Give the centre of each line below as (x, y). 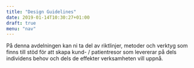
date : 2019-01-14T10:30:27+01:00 (48, 17)
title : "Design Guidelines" (41, 12)
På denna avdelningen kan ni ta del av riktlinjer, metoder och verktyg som (97, 46)
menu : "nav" (21, 29)
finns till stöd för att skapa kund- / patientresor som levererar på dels (92, 52)
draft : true (21, 23)
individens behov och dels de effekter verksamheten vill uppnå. (85, 58)
